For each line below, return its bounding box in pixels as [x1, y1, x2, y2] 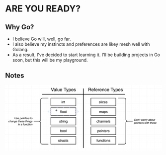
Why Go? [5, 23, 34, 31]
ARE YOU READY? [5, 3, 81, 14]
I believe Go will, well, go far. [12, 36, 71, 42]
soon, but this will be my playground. [12, 57, 88, 63]
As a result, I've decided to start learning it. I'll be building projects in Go [12, 52, 161, 58]
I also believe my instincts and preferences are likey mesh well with [12, 41, 150, 47]
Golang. [12, 47, 29, 52]
